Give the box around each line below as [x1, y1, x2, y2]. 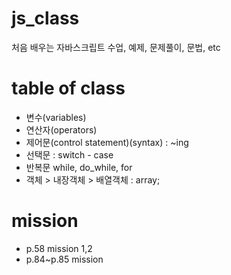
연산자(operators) [25, 123, 98, 136]
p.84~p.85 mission [25, 253, 104, 265]
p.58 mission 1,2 [25, 242, 93, 254]
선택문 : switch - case [25, 148, 114, 161]
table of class [11, 77, 126, 100]
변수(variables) [25, 111, 87, 123]
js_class [11, 7, 80, 30]
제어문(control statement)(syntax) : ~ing [25, 136, 189, 148]
